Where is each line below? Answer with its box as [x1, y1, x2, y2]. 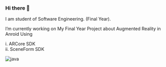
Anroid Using [5, 31, 33, 37]
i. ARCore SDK [5, 41, 36, 47]
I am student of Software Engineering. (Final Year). [5, 16, 111, 22]
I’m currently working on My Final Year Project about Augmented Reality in [5, 26, 161, 32]
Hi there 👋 [5, 5, 30, 12]
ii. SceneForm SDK [5, 46, 45, 52]
